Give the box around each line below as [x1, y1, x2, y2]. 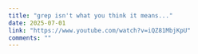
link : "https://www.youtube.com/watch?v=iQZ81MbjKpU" [8, 26, 192, 34]
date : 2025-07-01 [8, 19, 66, 27]
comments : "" [8, 33, 52, 42]
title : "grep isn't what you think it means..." [8, 11, 173, 20]
